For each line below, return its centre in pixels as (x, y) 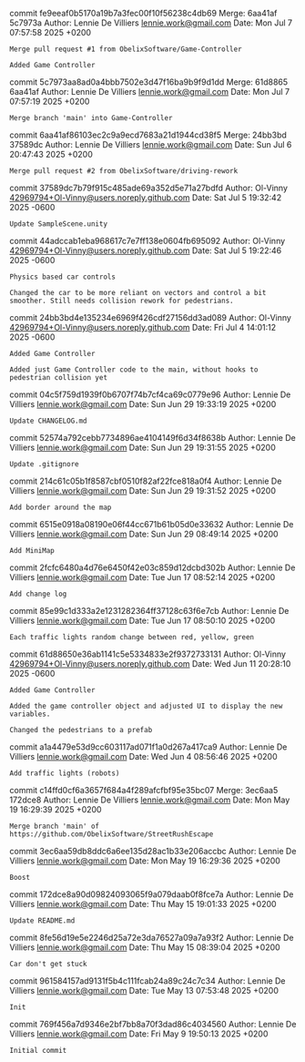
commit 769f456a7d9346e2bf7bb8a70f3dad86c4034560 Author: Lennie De (153, 1024)
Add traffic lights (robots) (65, 773)
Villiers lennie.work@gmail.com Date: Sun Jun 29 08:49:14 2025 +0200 (144, 534)
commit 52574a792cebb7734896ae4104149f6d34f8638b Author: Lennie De (152, 438)
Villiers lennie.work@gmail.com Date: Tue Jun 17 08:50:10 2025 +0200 (142, 620)
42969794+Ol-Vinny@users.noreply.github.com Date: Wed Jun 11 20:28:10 (150, 664)
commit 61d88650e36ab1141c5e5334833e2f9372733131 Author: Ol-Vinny (148, 654)
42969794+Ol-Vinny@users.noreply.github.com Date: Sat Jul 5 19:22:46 (146, 250)
